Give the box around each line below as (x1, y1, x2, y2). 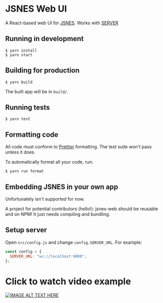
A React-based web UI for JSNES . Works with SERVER (5, 20, 119, 26)
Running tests (5, 103, 50, 111)
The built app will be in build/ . (5, 88, 69, 94)
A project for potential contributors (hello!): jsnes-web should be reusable (5, 206, 158, 212)
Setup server (5, 226, 47, 235)
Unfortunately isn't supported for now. (5, 196, 85, 202)
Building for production (5, 66, 80, 75)
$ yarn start (5, 52, 33, 57)
